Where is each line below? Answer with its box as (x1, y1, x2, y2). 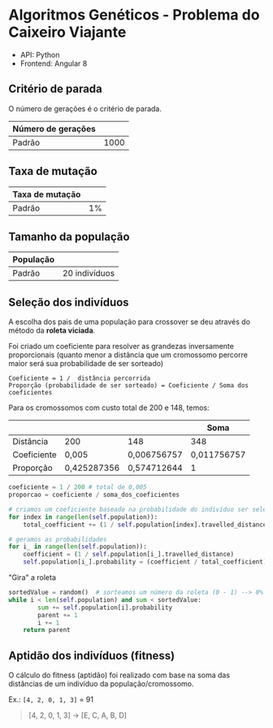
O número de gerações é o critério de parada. (8, 103, 162, 113)
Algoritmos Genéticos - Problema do (8, 6, 260, 24)
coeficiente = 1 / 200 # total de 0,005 (8, 483, 148, 491)
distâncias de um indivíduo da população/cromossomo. (8, 679, 194, 689)
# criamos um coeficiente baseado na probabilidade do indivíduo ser (8, 505, 249, 513)
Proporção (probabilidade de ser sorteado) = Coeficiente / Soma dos (8, 381, 249, 390)
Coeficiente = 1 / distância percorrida (8, 374, 151, 383)
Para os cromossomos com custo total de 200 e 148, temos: (8, 403, 210, 412)
